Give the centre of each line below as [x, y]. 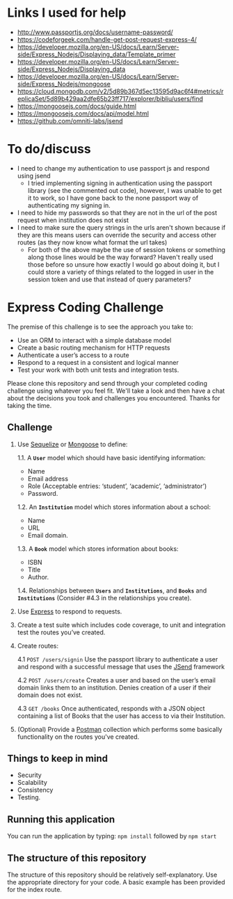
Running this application [61, 819]
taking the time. [30, 405]
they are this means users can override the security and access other [117, 235]
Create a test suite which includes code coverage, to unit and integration [121, 625]
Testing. [29, 797]
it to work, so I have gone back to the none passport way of [113, 198]
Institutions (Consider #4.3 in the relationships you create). [104, 597]
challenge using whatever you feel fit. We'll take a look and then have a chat [116, 391]
